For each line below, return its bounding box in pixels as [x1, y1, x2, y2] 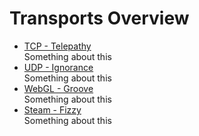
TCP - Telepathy [23, 40, 92, 52]
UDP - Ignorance [23, 61, 94, 73]
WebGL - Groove [23, 82, 94, 94]
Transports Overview [9, 7, 190, 30]
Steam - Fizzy [23, 103, 82, 116]
